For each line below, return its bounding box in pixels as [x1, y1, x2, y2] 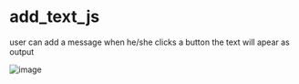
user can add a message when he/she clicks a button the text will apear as [9, 37, 290, 47]
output [9, 46, 35, 57]
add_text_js [9, 6, 100, 27]
